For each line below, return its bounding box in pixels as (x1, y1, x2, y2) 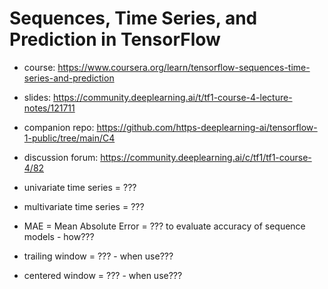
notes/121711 (23, 102, 76, 114)
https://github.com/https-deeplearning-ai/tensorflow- (96, 121, 318, 133)
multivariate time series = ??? (23, 200, 145, 212)
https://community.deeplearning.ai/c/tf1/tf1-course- (100, 151, 312, 163)
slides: (23, 91, 52, 103)
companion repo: (23, 121, 95, 133)
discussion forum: (23, 151, 99, 163)
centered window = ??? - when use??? (23, 269, 183, 281)
